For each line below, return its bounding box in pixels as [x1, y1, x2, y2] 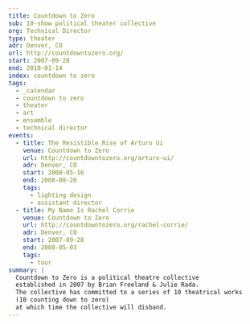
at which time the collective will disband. [15, 303, 167, 311]
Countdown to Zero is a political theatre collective [15, 273, 199, 281]
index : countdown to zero [8, 72, 95, 80]
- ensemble [15, 117, 52, 125]
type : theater [8, 34, 56, 43]
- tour [29, 258, 52, 266]
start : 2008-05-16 [23, 169, 84, 177]
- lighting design [29, 191, 92, 199]
